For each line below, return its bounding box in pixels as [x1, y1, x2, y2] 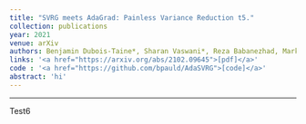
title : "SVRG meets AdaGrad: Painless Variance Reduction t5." [9, 13, 255, 23]
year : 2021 [9, 30, 51, 39]
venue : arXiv [9, 38, 59, 48]
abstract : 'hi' [9, 72, 67, 81]
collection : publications [9, 22, 107, 31]
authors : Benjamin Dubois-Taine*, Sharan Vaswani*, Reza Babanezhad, [9, 47, 280, 56]
